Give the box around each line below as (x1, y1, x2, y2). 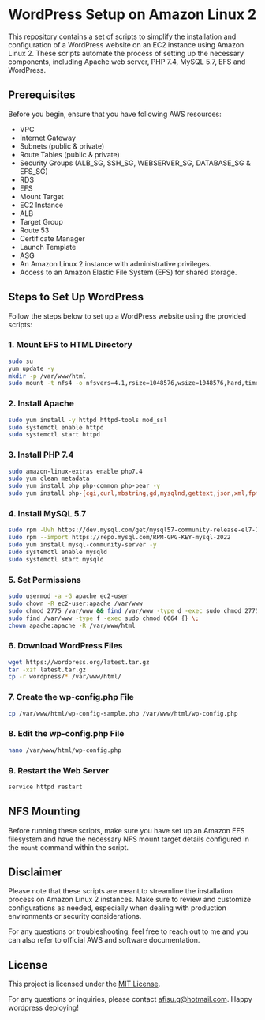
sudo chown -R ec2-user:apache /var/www (8, 599, 144, 607)
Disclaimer (8, 866, 62, 879)
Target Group (19, 217, 63, 226)
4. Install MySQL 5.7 (8, 508, 87, 519)
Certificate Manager (19, 233, 85, 243)
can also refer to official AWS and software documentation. (8, 935, 200, 945)
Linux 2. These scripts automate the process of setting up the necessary (8, 48, 244, 58)
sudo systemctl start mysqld (8, 555, 104, 563)
